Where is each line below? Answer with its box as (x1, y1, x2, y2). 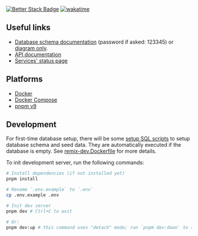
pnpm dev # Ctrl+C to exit (6, 208, 72, 214)
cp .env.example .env (6, 192, 60, 198)
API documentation (14, 51, 62, 58)
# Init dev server (6, 202, 51, 209)
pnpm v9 (14, 102, 37, 109)
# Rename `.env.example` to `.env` (6, 186, 94, 193)
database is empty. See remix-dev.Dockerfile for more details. (6, 147, 157, 155)
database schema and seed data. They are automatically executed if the (6, 142, 181, 149)
